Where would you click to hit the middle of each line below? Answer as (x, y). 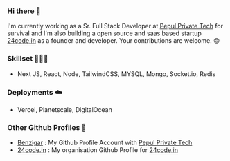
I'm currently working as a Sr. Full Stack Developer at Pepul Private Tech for (115, 26)
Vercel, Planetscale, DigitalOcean (64, 109)
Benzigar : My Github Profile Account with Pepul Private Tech (105, 143)
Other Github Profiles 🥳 (47, 127)
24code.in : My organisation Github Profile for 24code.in (98, 150)
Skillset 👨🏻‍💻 (28, 59)
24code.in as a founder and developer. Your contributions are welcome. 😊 (114, 41)
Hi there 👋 (24, 11)
